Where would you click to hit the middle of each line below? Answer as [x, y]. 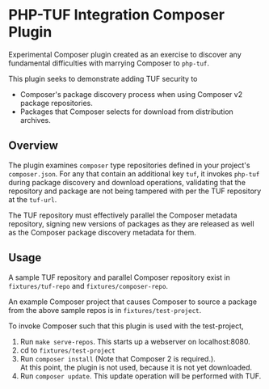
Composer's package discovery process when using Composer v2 [131, 94]
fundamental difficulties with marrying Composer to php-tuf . [109, 63]
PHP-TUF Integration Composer [116, 15]
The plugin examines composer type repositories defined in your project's [129, 165]
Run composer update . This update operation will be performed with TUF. [141, 376]
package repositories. [56, 103]
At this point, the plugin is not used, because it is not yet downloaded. [136, 367]
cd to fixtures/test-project [67, 350]
